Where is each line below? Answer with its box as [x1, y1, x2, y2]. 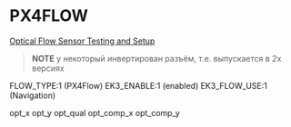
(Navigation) [9, 90, 56, 101]
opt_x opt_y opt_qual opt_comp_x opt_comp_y [9, 107, 180, 118]
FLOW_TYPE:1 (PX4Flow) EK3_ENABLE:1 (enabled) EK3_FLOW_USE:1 [9, 80, 268, 91]
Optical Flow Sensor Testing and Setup [9, 35, 156, 46]
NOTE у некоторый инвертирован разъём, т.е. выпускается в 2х [31, 53, 282, 63]
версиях [31, 63, 65, 73]
